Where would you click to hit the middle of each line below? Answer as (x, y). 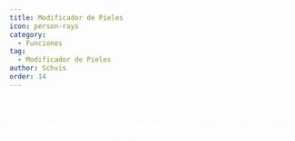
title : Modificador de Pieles (67, 18)
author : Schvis (38, 69)
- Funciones (40, 43)
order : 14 (28, 77)
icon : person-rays (44, 26)
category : (28, 34)
